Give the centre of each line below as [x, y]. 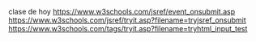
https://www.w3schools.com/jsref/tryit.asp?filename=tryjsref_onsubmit [128, 20]
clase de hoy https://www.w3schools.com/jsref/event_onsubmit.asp [122, 12]
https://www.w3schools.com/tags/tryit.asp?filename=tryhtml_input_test [128, 29]
